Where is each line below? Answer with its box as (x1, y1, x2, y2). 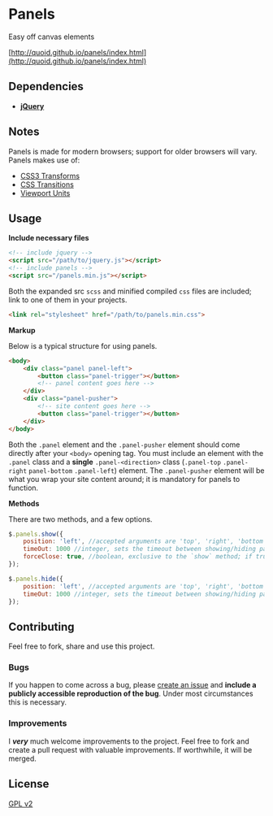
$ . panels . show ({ (8, 530, 63, 538)
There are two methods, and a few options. (8, 514, 153, 524)
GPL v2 (8, 798, 33, 809)
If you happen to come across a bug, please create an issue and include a (8, 680, 257, 690)
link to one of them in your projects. (8, 294, 128, 305)
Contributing (8, 619, 75, 634)
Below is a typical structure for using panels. (8, 341, 158, 350)
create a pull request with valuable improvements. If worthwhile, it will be (8, 744, 253, 754)
